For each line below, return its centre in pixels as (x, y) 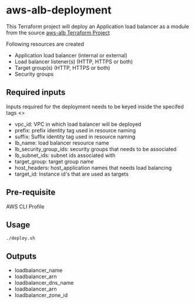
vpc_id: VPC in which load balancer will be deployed (78, 124)
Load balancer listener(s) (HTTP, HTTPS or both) (74, 62)
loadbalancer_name (38, 271)
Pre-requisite (31, 192)
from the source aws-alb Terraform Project (58, 32)
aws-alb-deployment (59, 10)
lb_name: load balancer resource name (62, 143)
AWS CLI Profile (25, 206)
